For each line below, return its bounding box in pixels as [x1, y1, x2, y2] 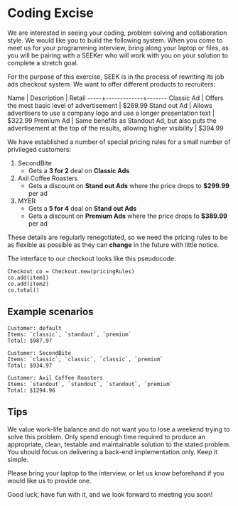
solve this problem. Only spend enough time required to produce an [7, 432, 206, 441]
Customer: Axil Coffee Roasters [7, 374, 103, 381]
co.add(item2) [7, 280, 50, 287]
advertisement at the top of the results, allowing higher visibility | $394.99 [7, 123, 224, 132]
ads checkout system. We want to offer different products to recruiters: [7, 79, 215, 88]
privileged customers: [7, 145, 72, 153]
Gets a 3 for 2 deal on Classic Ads [28, 166, 130, 175]
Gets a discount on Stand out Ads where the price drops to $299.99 [28, 181, 229, 189]
